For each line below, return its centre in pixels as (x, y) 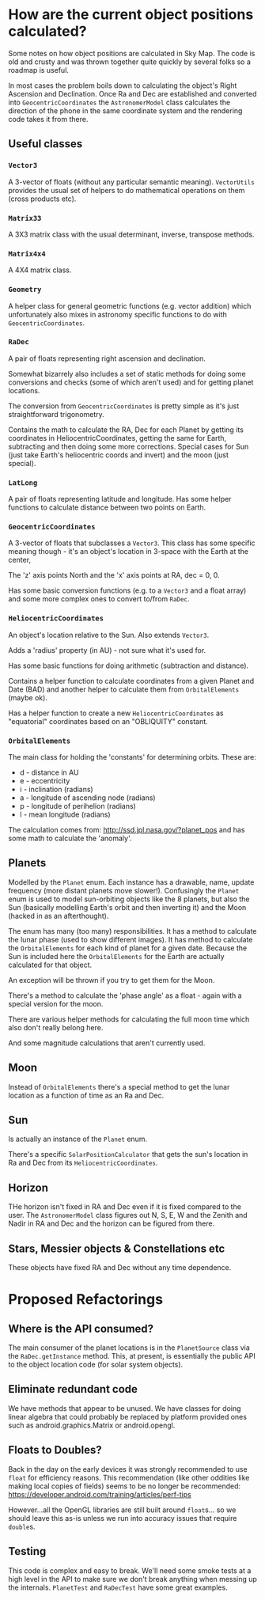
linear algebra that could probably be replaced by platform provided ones (128, 1416)
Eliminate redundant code (73, 1389)
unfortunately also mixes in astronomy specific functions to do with (118, 314)
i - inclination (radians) (56, 789)
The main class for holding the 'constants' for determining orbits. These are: (132, 757)
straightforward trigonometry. (56, 414)
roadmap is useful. (39, 70)
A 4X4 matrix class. (40, 270)
